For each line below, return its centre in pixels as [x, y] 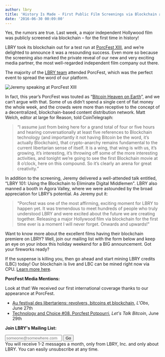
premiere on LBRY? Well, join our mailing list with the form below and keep [80, 239]
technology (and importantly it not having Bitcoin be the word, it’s [83, 137]
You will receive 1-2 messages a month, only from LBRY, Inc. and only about [82, 344]
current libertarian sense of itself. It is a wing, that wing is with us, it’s [87, 148]
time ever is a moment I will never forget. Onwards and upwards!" [83, 224]
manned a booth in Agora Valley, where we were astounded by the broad [79, 189]
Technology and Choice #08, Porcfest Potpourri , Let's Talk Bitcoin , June [85, 313]
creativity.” [28, 169]
